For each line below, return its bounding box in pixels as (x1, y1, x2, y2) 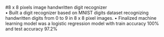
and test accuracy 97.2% (5, 26, 58, 32)
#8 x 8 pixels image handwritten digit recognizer (5, 5, 107, 10)
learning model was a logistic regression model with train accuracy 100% (5, 20, 159, 26)
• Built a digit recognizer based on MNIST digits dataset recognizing (5, 10, 149, 16)
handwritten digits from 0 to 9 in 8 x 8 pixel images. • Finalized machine (5, 15, 157, 21)
